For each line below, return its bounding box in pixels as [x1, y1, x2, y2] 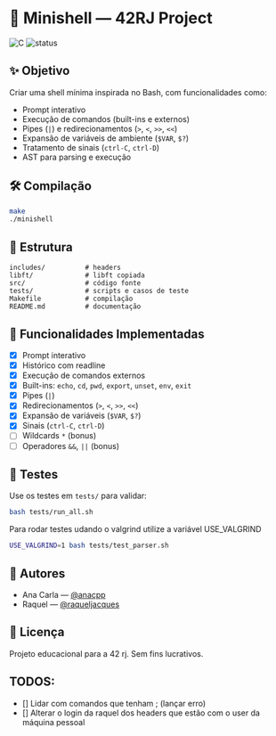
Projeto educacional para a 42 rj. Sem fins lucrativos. [9, 648, 204, 658]
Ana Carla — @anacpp [21, 589, 106, 600]
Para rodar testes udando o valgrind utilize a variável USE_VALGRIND [9, 524, 262, 535]
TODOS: [9, 675, 55, 690]
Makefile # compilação [9, 294, 134, 304]
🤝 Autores [9, 566, 66, 581]
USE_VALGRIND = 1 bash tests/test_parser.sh [9, 541, 169, 551]
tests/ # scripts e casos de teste [9, 287, 190, 296]
